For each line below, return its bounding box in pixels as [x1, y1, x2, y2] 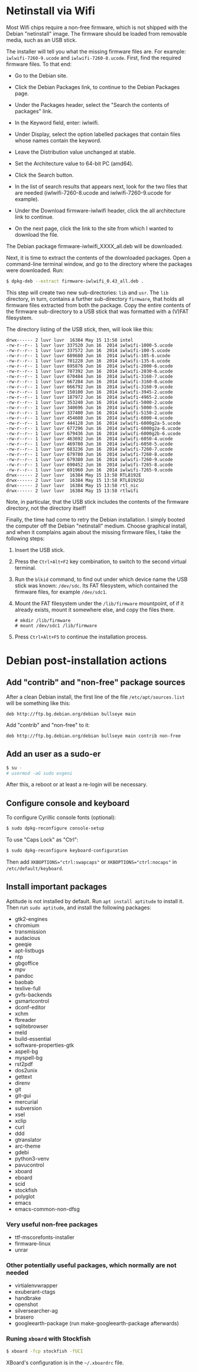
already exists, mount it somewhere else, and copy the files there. [14, 606, 176, 613]
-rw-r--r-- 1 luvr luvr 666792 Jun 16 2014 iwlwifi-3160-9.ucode [6, 384, 173, 390]
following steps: [6, 535, 45, 542]
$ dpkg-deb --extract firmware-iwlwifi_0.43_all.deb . [6, 278, 144, 284]
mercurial [14, 1098, 38, 1105]
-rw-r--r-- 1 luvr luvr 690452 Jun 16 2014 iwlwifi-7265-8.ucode [6, 462, 173, 468]
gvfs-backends [14, 991, 52, 998]
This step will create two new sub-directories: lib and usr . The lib [6, 289, 169, 296]
